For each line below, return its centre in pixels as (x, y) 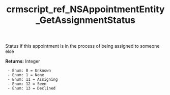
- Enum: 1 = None (26, 75)
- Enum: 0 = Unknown (29, 71)
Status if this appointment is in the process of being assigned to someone (82, 46)
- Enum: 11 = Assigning (33, 80)
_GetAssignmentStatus (86, 20)
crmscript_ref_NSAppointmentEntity (86, 9)
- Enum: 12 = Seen (27, 84)
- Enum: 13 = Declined (32, 88)
